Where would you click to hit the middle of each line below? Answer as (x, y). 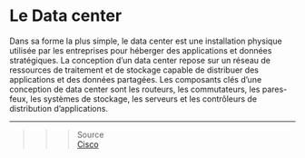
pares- (275, 89)
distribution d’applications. (59, 108)
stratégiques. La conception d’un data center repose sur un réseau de (140, 60)
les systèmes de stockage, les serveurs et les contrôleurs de (143, 99)
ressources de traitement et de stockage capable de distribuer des (134, 70)
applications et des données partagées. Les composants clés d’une (136, 79)
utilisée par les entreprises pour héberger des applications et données (141, 50)
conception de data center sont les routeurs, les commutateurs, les (135, 89)
